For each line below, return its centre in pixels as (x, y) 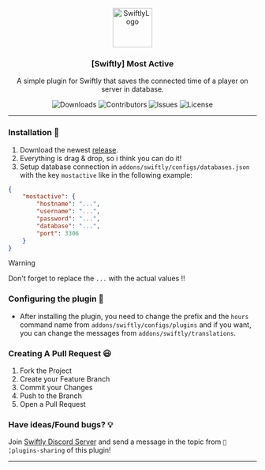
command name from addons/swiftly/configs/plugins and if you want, (135, 325)
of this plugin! (89, 450)
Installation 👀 (34, 133)
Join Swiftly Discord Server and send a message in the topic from (115, 442)
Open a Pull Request (53, 404)
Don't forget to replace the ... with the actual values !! (97, 278)
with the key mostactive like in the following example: (106, 175)
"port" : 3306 (58, 233)
